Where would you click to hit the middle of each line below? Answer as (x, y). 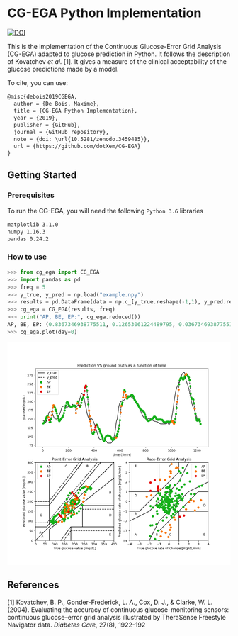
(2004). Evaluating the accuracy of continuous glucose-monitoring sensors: (118, 609)
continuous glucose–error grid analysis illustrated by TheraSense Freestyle (117, 617)
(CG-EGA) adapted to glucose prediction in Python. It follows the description (119, 54)
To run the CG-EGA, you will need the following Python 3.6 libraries (106, 211)
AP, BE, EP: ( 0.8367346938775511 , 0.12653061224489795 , (91, 325)
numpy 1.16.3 (27, 232)
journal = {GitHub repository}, (62, 132)
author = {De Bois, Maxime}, (57, 104)
